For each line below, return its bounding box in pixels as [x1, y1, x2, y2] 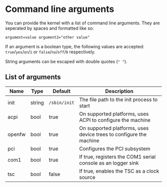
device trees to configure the [79, 131, 147, 138]
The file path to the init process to [79, 96, 158, 103]
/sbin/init [49, 99, 75, 105]
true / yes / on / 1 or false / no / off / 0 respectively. [5, 49, 95, 55]
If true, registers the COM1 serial [79, 153, 156, 160]
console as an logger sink [79, 159, 139, 166]
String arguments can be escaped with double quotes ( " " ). [5, 58, 128, 64]
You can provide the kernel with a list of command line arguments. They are [5, 20, 160, 26]
